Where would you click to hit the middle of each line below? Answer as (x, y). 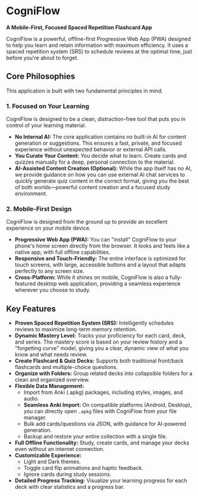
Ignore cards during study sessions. (67, 474)
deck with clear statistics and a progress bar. (70, 487)
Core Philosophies (41, 76)
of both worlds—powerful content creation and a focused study (92, 187)
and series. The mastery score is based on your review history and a (98, 342)
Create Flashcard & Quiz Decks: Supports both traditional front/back (99, 361)
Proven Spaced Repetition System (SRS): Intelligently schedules (94, 323)
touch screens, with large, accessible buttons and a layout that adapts (100, 265)
